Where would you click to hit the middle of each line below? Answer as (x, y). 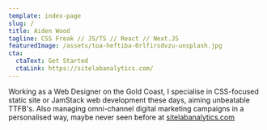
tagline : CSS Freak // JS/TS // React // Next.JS (94, 38)
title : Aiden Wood (39, 31)
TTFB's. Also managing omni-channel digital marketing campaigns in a (126, 108)
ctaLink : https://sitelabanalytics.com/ (85, 69)
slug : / (21, 23)
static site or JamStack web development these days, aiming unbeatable (129, 100)
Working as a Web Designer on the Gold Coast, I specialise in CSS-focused (133, 91)
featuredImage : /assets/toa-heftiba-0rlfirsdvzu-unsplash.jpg (115, 46)
